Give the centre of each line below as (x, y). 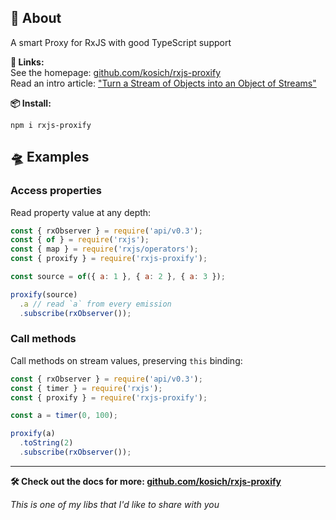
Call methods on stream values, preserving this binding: (126, 360)
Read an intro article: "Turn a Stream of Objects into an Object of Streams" (163, 83)
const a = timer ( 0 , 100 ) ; (64, 416)
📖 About (36, 18)
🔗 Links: (27, 62)
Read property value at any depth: (81, 212)
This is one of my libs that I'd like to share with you (115, 504)
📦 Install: (31, 103)
